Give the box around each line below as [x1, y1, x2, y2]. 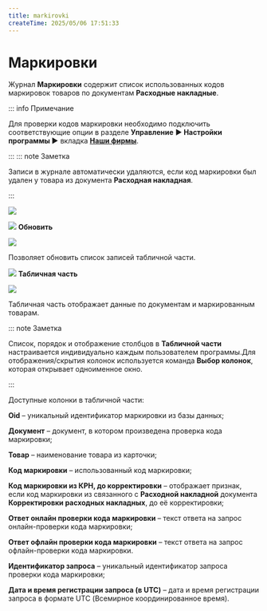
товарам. [8, 308, 40, 317]
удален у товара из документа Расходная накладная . [8, 175, 194, 185]
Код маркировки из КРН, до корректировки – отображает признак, [8, 481, 242, 491]
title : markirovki [8, 11, 69, 20]
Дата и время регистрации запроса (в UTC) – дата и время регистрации [8, 585, 259, 595]
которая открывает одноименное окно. [8, 365, 143, 374]
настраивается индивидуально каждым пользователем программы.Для [8, 348, 257, 357]
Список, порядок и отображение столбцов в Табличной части [8, 339, 222, 349]
